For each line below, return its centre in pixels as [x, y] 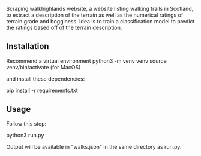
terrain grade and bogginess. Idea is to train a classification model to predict [100, 21]
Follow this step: [26, 123]
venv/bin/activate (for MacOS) [43, 67]
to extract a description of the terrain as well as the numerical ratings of [95, 15]
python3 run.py [25, 135]
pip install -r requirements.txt [42, 90]
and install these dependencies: [46, 79]
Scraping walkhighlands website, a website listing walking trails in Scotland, [100, 9]
